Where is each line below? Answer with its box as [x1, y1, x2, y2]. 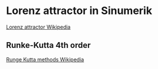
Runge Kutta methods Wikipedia [6, 56, 84, 63]
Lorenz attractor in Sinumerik [6, 4, 152, 18]
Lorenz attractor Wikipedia [6, 23, 71, 30]
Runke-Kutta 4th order [6, 40, 91, 50]
